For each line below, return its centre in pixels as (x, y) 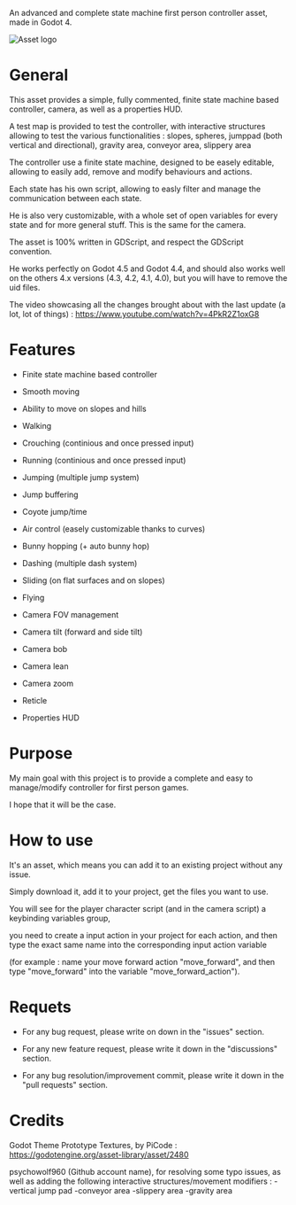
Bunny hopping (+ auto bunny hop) (86, 546)
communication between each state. (76, 198)
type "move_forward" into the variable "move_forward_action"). (125, 971)
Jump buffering (50, 494)
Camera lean (45, 666)
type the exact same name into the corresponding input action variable (138, 945)
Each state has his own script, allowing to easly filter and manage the (135, 189)
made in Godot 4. (41, 22)
